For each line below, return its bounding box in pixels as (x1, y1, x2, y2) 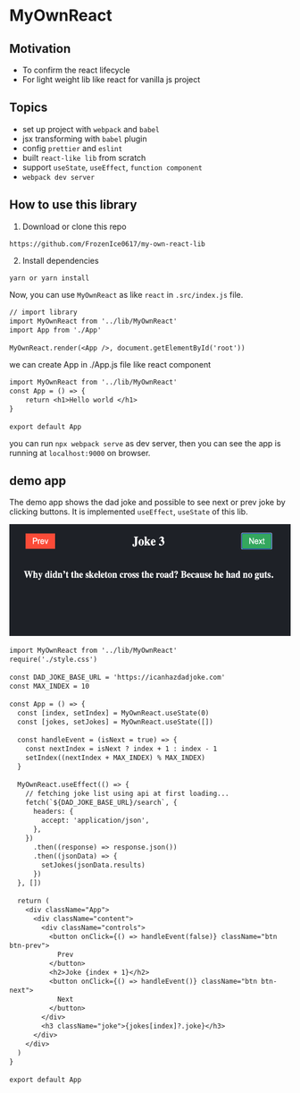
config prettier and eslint (21, 142, 123, 153)
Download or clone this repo (21, 221, 127, 232)
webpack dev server (21, 173, 96, 182)
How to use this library (9, 198, 137, 213)
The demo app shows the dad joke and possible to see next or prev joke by (9, 497, 286, 508)
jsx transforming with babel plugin (21, 133, 147, 144)
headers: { (32, 807, 74, 817)
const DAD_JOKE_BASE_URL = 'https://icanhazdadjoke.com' (9, 673, 226, 682)
